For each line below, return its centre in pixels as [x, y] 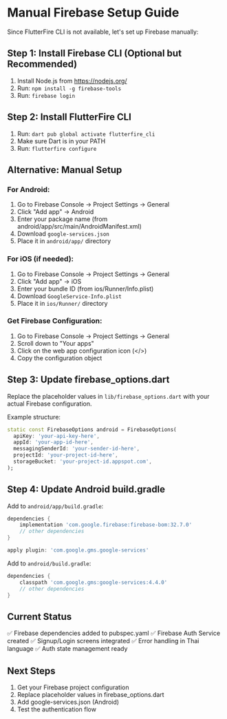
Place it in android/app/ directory [64, 241]
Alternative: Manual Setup [65, 170]
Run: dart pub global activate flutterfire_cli [86, 134]
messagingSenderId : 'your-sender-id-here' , [76, 449]
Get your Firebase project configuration [73, 687]
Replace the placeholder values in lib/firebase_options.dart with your [108, 396]
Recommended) [42, 64]
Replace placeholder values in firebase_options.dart [90, 695]
